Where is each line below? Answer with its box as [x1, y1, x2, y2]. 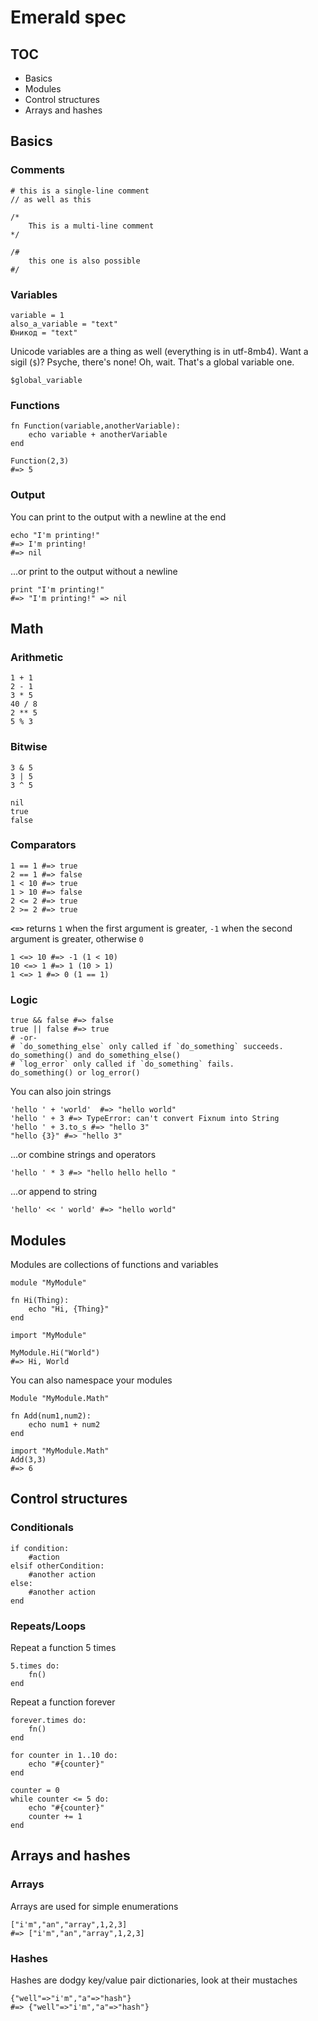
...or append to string [10, 1186, 98, 1198]
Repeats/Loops [10, 1619, 87, 1633]
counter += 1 [28, 1811, 83, 1821]
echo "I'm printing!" [10, 530, 101, 540]
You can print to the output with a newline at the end [10, 511, 227, 523]
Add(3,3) [10, 1454, 47, 1465]
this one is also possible [28, 256, 141, 266]
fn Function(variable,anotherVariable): [10, 421, 182, 431]
